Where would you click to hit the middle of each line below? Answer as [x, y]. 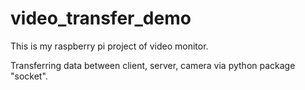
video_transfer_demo [101, 18]
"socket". [29, 76]
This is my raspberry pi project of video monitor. [109, 46]
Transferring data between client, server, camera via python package [153, 65]
